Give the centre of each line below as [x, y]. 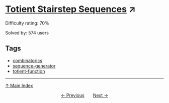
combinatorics [27, 60]
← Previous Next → [84, 95]
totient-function [29, 71]
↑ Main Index [19, 85]
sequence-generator [34, 65]
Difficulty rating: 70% [27, 23]
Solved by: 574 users [27, 32]
